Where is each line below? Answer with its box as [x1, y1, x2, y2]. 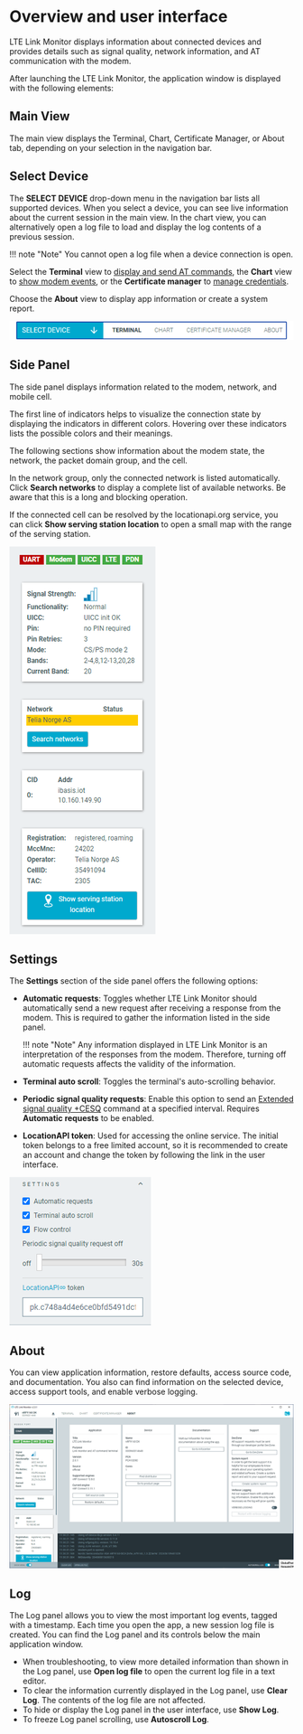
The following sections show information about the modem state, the [9, 445, 265, 456]
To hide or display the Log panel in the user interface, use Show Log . [22, 1704, 280, 1715]
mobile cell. [9, 391, 52, 401]
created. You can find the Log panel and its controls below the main [9, 1629, 261, 1640]
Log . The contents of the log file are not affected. [22, 1695, 206, 1706]
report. [9, 303, 35, 314]
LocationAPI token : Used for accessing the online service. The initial [22, 1130, 279, 1141]
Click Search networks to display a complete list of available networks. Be [9, 482, 287, 493]
